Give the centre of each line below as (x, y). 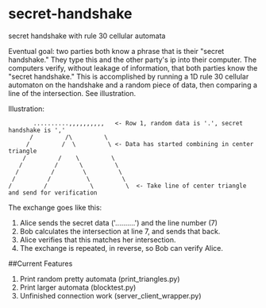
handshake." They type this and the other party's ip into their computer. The (132, 60)
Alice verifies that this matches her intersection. (98, 240)
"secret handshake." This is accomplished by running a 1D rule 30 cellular (129, 76)
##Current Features (40, 264)
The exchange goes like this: (55, 207)
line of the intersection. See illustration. (72, 93)
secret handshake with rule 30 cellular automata (87, 36)
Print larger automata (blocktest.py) (78, 287)
